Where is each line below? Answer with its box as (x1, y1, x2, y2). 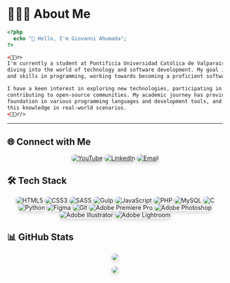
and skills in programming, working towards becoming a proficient (7, 73, 204, 80)
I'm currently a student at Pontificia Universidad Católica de (7, 60, 194, 67)
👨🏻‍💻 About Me (7, 6, 91, 22)
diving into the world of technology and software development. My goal (7, 66, 219, 74)
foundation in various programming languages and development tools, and (7, 98, 222, 105)
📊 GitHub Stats (7, 232, 74, 243)
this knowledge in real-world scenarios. (7, 104, 127, 111)
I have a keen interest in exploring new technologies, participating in (7, 85, 222, 92)
